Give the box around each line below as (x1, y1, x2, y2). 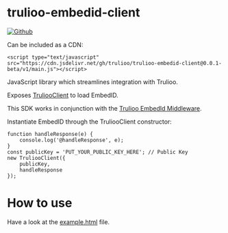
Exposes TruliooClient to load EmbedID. (7, 91, 118, 99)
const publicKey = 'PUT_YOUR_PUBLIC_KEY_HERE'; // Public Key (7, 148, 188, 155)
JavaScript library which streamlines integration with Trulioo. (7, 77, 178, 86)
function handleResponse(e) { (7, 131, 94, 137)
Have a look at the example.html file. (7, 217, 110, 226)
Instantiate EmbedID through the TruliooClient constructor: (7, 118, 173, 126)
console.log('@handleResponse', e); (19, 137, 125, 143)
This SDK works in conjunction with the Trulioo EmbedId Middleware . (7, 104, 202, 112)
